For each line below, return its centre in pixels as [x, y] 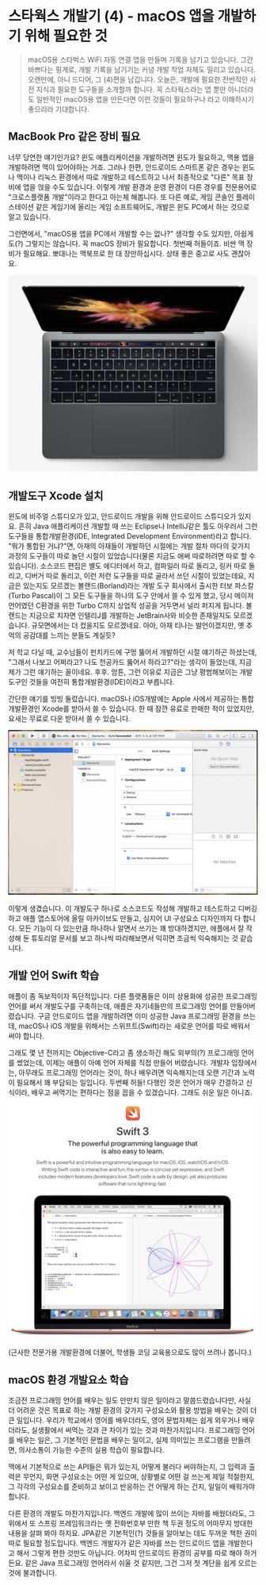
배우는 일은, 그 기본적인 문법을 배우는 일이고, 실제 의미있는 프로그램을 [123, 1440]
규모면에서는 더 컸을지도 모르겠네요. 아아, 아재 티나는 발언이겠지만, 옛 [138, 626]
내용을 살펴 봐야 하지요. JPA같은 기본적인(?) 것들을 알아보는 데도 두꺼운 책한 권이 [133, 1533]
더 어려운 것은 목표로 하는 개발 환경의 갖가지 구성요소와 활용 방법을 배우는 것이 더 [133, 1410]
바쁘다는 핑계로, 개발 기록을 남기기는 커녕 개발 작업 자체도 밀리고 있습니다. [141, 69]
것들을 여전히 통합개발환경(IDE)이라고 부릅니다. [102, 682]
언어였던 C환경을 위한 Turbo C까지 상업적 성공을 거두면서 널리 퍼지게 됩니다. [126, 606]
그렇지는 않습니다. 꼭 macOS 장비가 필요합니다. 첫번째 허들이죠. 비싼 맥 [135, 244]
